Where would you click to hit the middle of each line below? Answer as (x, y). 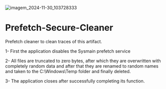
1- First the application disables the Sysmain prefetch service (68, 51)
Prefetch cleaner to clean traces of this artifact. (54, 41)
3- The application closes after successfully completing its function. (75, 81)
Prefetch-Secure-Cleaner (59, 28)
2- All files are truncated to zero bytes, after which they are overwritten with (83, 61)
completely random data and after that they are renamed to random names (82, 66)
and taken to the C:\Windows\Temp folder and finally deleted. (68, 71)
